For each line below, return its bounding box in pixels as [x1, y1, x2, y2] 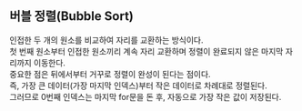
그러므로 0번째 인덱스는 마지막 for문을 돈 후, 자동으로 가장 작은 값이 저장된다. [9, 91, 282, 102]
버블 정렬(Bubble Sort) [9, 8, 134, 25]
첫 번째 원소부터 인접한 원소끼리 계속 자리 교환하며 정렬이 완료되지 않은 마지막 [9, 45, 284, 56]
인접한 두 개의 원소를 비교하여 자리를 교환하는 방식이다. [9, 35, 204, 45]
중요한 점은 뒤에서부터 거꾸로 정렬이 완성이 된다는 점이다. [9, 68, 211, 79]
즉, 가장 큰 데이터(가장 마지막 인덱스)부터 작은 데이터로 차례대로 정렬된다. [9, 80, 267, 91]
